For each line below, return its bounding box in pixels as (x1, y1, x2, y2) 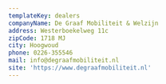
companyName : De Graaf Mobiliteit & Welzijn (8, 19, 159, 27)
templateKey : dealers (8, 11, 81, 20)
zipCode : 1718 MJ (8, 34, 66, 42)
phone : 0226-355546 (8, 49, 73, 57)
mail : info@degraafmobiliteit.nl (8, 57, 120, 65)
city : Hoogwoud (8, 42, 59, 50)
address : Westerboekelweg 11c (8, 26, 109, 34)
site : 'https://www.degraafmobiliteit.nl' (8, 64, 152, 72)
